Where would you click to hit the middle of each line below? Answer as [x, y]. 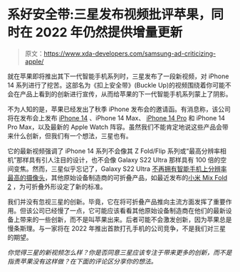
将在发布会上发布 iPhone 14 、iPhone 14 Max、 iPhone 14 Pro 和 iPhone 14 [116, 117]
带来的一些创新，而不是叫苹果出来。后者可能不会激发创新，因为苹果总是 [126, 219]
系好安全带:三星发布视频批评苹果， [109, 15]
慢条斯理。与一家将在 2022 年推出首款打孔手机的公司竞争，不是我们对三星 [117, 228]
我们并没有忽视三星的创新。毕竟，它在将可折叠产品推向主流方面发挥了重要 [116, 202]
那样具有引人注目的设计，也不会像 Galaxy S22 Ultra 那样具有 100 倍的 [119, 159]
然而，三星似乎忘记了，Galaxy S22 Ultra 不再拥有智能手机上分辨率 [129, 169]
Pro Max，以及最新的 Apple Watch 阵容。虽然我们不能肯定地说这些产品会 [115, 127]
